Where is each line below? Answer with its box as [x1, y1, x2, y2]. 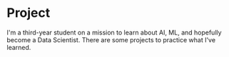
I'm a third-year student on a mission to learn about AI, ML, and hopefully [6, 28, 222, 37]
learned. [6, 43, 31, 51]
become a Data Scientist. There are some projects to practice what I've [6, 35, 215, 44]
